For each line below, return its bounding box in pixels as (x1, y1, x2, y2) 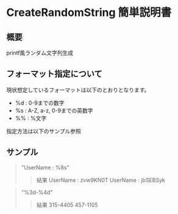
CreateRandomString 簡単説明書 (6, 6, 172, 20)
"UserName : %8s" (21, 163, 69, 171)
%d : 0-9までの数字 (15, 99, 65, 106)
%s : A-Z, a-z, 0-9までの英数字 (15, 106, 93, 114)
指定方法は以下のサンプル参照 (6, 127, 81, 135)
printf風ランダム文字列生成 (6, 50, 74, 56)
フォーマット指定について (6, 68, 102, 79)
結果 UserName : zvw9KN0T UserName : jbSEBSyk (36, 176, 166, 183)
